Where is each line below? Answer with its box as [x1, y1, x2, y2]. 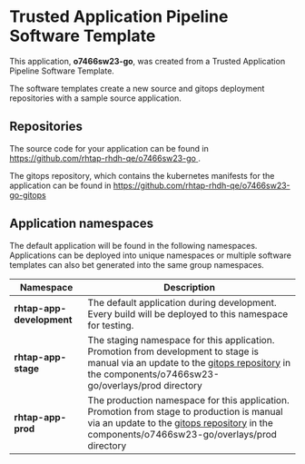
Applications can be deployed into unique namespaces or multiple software [9, 250, 292, 261]
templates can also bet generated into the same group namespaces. [9, 259, 265, 270]
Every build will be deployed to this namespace [87, 307, 289, 320]
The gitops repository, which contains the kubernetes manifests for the [9, 170, 275, 181]
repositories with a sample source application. [9, 93, 182, 104]
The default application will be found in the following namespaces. [9, 240, 258, 251]
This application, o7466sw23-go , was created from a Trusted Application [9, 55, 286, 66]
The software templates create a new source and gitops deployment [9, 83, 265, 94]
